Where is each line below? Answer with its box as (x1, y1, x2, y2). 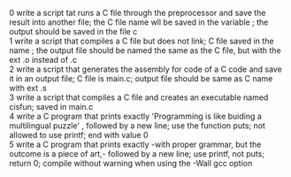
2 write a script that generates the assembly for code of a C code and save (9, 64, 283, 74)
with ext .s (9, 83, 47, 93)
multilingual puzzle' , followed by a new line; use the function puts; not (9, 120, 265, 131)
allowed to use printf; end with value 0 (9, 130, 149, 140)
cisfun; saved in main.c (9, 102, 94, 112)
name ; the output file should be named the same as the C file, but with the (9, 45, 281, 56)
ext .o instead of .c (9, 55, 78, 65)
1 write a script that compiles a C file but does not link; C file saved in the (9, 35, 274, 46)
